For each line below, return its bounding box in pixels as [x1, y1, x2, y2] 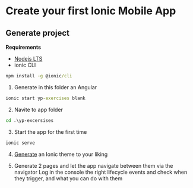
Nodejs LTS [14, 55, 43, 62]
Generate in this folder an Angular [14, 83, 97, 90]
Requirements [5, 43, 42, 51]
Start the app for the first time [14, 128, 87, 135]
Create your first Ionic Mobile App [5, 4, 176, 18]
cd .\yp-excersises [5, 117, 54, 123]
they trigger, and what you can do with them [14, 174, 123, 182]
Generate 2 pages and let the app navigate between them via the [14, 162, 173, 169]
